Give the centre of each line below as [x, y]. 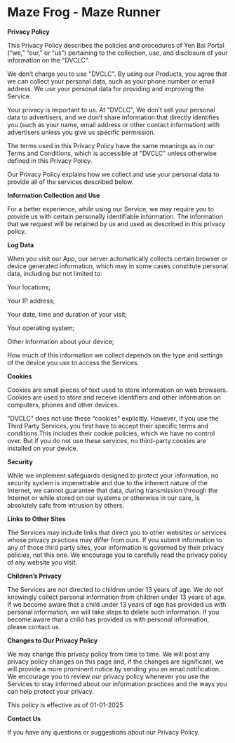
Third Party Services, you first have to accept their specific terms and [108, 426]
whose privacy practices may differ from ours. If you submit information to [115, 540]
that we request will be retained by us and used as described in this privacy [116, 224]
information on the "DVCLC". [48, 60]
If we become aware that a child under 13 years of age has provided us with [117, 604]
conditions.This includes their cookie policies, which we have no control [111, 433]
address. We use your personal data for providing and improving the [106, 88]
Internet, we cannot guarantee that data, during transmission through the [113, 490]
